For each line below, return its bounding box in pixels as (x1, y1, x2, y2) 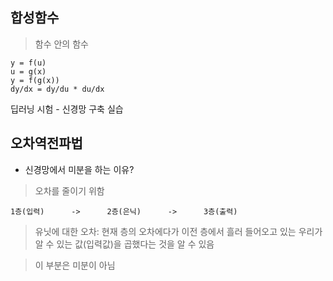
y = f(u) (10, 58, 47, 68)
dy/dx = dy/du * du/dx (10, 84, 105, 94)
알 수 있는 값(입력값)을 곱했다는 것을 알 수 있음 (34, 238, 215, 250)
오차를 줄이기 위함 (34, 184, 105, 197)
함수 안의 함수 (34, 38, 89, 50)
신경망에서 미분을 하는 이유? (24, 163, 135, 175)
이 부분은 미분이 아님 (34, 259, 116, 271)
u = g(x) (10, 66, 47, 77)
